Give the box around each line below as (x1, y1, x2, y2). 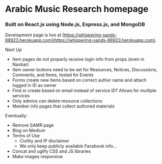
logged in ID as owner (12, 82, 57, 88)
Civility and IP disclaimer (19, 138, 70, 144)
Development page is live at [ (5, 32, 64, 38)
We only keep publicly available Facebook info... (19, 143, 117, 149)
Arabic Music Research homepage (5, 3, 149, 15)
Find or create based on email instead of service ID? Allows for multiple (12, 87, 157, 94)
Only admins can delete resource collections (12, 98, 103, 104)
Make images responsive (12, 154, 63, 160)
